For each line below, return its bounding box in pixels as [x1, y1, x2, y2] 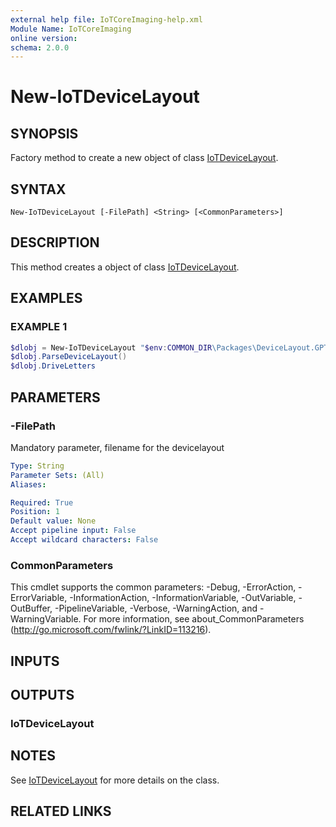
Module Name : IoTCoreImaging [10, 24, 132, 34]
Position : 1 [10, 507, 60, 517]
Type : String [10, 461, 65, 471]
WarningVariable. [10, 613, 82, 625]
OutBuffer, [10, 602, 53, 615]
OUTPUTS [10, 686, 75, 703]
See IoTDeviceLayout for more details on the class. [10, 774, 220, 786]
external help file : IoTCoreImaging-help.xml [10, 14, 203, 25]
